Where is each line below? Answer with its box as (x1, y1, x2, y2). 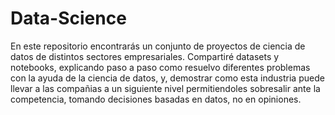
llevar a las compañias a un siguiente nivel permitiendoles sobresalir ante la (10, 82, 321, 94)
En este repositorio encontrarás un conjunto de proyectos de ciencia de (10, 40, 306, 52)
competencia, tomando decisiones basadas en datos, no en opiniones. (10, 93, 302, 105)
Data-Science (10, 7, 127, 30)
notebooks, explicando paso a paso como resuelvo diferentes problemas (10, 61, 311, 73)
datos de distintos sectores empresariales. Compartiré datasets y (10, 50, 280, 62)
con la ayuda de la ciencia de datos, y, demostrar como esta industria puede (10, 72, 325, 84)
